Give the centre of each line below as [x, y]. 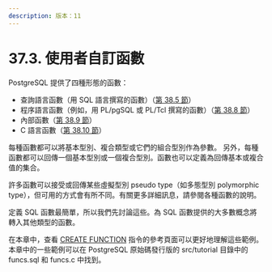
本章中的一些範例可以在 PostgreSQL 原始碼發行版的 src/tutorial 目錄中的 [128, 249]
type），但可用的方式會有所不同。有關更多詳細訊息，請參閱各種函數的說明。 [135, 194]
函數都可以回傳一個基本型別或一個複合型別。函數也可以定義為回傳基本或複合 [136, 157]
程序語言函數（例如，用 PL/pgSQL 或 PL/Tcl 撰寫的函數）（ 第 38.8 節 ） [137, 109]
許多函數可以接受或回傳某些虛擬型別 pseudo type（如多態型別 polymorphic [134, 185]
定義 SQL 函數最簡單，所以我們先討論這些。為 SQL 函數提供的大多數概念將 [133, 212]
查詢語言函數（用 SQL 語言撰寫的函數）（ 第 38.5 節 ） [108, 100]
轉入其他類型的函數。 [44, 222]
